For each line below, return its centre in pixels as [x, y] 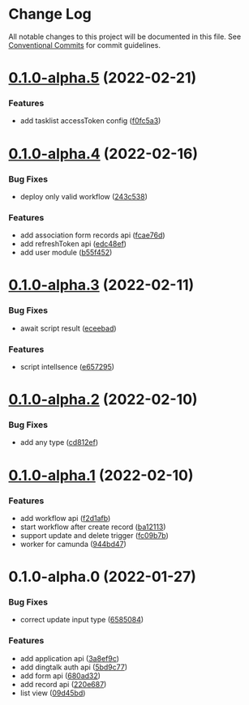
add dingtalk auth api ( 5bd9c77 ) [74, 667]
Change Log [50, 14]
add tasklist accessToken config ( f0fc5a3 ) [90, 121]
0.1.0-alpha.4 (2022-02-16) [103, 154]
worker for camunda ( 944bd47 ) [73, 544]
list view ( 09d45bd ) [53, 693]
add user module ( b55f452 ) [66, 253]
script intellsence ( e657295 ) [67, 366]
